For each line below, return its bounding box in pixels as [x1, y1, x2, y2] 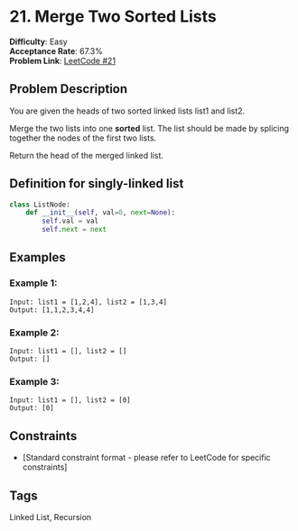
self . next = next [42, 225, 107, 234]
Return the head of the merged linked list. [9, 150, 164, 160]
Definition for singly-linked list [9, 176, 184, 191]
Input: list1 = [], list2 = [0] [9, 396, 131, 405]
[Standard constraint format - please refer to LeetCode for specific [22, 453, 271, 463]
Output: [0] [9, 404, 54, 413]
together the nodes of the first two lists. [9, 133, 157, 143]
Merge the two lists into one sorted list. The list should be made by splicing [9, 123, 290, 133]
